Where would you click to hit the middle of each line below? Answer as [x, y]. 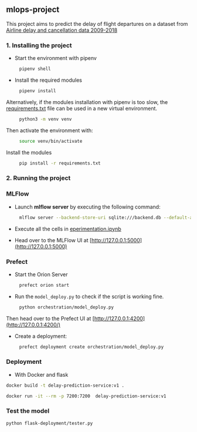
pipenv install [38, 91]
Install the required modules [48, 80]
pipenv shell [35, 69]
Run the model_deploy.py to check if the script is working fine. [89, 296]
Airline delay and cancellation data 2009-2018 [62, 30]
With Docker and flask [41, 374]
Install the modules [29, 152]
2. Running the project [38, 178]
